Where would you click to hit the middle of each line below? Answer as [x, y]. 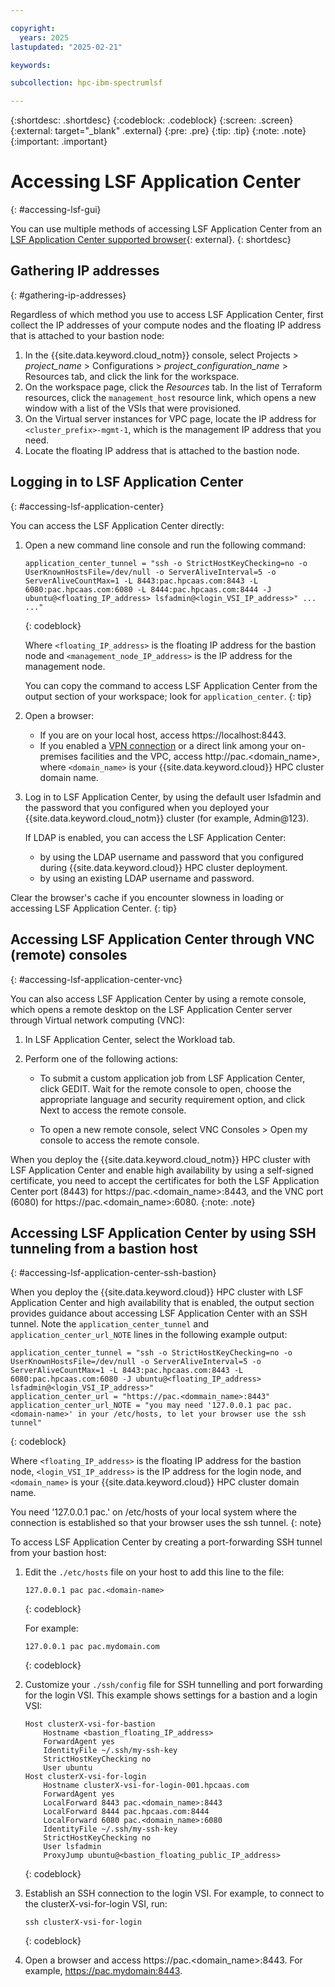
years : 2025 [44, 37]
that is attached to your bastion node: [87, 335]
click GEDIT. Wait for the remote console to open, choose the [165, 1088]
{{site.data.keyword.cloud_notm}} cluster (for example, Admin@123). [167, 818]
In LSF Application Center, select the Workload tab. [130, 1039]
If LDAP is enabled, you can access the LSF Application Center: [155, 837]
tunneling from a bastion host [104, 1248]
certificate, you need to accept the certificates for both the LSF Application [165, 1180]
